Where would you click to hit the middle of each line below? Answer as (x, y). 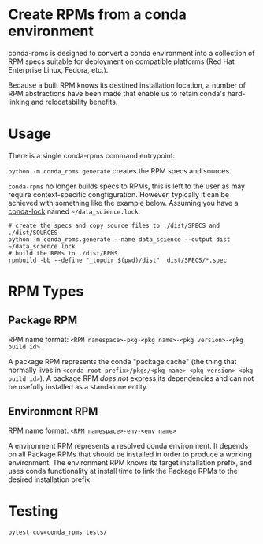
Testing (33, 511)
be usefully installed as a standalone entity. (78, 386)
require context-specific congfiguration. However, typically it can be (119, 194)
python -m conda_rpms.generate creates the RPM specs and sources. (120, 170)
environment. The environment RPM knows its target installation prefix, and (130, 462)
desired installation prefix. (50, 479)
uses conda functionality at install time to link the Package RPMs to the (123, 471)
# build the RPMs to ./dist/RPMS (63, 253)
